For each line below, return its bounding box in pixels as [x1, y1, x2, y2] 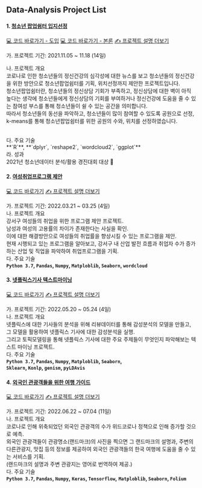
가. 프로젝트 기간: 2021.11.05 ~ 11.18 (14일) [6, 51, 107, 59]
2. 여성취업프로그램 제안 [6, 173, 63, 180]
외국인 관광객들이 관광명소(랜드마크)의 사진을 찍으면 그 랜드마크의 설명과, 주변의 [6, 438, 194, 445]
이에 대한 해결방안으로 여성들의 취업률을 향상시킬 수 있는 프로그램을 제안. [6, 232, 177, 239]
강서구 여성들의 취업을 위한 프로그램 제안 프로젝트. [6, 217, 124, 224]
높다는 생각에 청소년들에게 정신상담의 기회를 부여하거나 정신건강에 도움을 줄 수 [6, 95, 190, 102]
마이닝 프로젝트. [17, 343, 55, 350]
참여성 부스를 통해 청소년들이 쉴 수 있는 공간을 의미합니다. [12, 102, 148, 109]
